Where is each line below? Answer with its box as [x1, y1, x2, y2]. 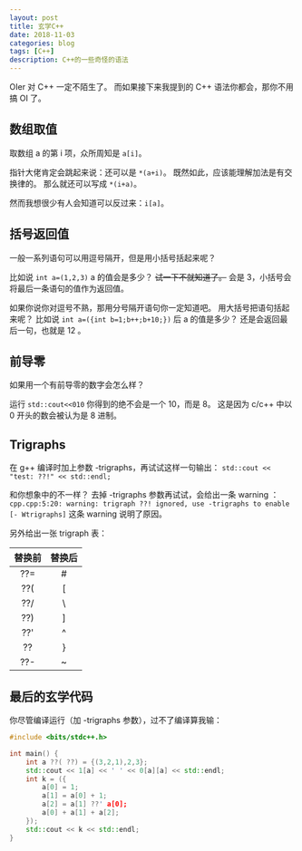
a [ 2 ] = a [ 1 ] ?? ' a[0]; [42, 799, 128, 809]
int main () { [9, 749, 59, 758]
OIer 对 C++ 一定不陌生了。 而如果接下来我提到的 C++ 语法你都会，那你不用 [9, 82, 295, 92]
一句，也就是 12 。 [16, 324, 86, 335]
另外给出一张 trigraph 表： [9, 527, 107, 539]
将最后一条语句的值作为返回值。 [9, 283, 129, 294]
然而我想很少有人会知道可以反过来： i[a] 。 [9, 197, 170, 208]
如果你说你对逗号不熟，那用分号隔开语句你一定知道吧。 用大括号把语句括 [9, 302, 282, 313]
